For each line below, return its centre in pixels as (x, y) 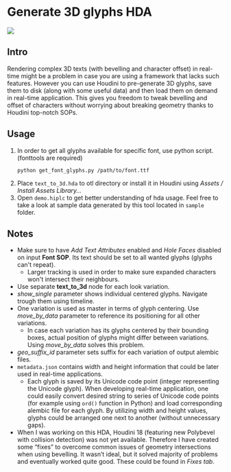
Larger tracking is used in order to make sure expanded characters (122, 272)
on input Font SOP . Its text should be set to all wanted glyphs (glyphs (114, 257)
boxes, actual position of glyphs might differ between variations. (118, 338)
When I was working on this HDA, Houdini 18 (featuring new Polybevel (116, 432)
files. (24, 359)
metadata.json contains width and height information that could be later (118, 367)
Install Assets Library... (49, 190)
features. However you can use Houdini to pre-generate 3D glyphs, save (110, 83)
